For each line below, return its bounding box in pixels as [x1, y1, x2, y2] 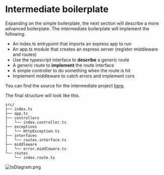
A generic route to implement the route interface [12, 62, 115, 68]
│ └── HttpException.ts [5, 129, 60, 134]
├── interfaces [5, 133, 37, 138]
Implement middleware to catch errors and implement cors [12, 73, 135, 79]
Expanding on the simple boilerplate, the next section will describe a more [5, 20, 159, 26]
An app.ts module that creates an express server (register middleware [12, 46, 158, 52]
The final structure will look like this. [5, 92, 80, 98]
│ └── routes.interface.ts [5, 137, 67, 142]
